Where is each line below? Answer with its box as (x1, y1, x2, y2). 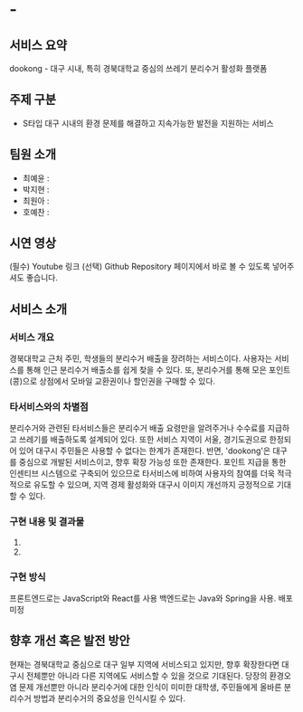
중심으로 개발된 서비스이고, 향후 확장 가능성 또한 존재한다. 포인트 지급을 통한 (18, 457, 287, 468)
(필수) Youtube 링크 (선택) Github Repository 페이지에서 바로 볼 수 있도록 (9, 261, 270, 272)
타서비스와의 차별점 (9, 401, 89, 413)
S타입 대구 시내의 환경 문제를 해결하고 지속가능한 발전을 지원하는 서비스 (22, 118, 274, 128)
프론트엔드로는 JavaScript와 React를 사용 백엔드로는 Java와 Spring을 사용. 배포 (9, 593, 294, 604)
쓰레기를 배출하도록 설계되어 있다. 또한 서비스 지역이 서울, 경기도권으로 (18, 434, 268, 445)
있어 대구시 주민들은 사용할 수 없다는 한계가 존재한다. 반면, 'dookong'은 (18, 445, 271, 456)
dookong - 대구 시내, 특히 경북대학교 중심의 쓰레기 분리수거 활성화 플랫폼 (9, 63, 268, 73)
